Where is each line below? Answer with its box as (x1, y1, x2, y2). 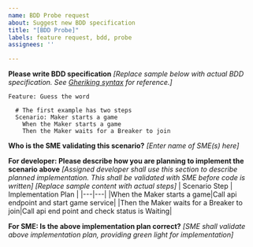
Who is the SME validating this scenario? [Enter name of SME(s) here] (8, 141, 240, 150)
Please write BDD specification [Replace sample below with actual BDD (8, 69, 244, 79)
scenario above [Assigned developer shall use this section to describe (8, 164, 238, 174)
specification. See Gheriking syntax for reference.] (8, 78, 173, 87)
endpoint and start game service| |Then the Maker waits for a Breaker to (8, 198, 243, 208)
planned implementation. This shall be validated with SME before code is (8, 173, 246, 182)
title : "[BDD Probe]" (8, 26, 80, 34)
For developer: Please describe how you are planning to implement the (8, 157, 244, 166)
